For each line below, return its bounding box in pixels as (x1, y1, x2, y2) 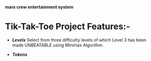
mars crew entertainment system (5, 4, 74, 10)
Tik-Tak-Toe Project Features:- (5, 21, 131, 32)
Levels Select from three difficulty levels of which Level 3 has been (12, 37, 147, 43)
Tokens (12, 51, 28, 57)
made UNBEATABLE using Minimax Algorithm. (12, 42, 104, 48)
